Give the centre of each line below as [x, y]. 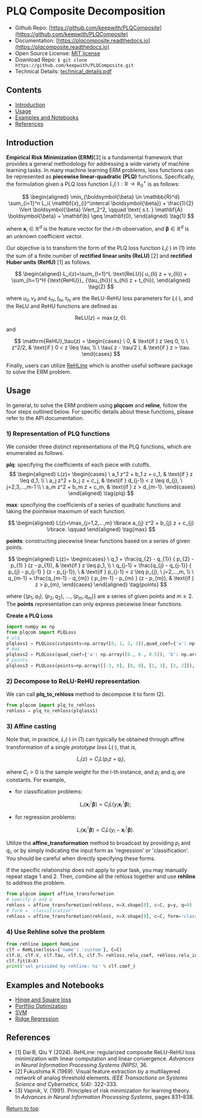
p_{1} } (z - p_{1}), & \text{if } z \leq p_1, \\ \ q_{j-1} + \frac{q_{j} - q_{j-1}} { [101, 566]
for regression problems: [45, 817]
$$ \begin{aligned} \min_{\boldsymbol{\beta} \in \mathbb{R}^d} [101, 197]
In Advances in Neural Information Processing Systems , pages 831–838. [104, 1097]
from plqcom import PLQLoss [41, 632]
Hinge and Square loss [43, 1000]
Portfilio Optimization [41, 1006]
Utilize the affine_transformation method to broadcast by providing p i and [98, 844]
